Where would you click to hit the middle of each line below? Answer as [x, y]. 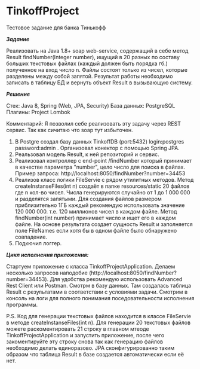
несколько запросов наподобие [47, 273]
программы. [22, 304]
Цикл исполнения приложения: [47, 255]
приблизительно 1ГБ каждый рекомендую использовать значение [100, 205]
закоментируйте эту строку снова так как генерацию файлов [84, 341]
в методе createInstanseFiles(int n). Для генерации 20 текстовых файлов [99, 322]
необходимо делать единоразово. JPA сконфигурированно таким [90, 347]
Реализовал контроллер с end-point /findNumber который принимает [103, 160]
